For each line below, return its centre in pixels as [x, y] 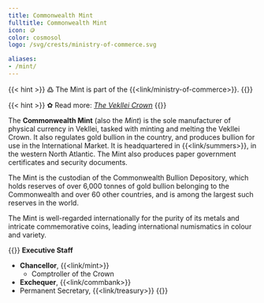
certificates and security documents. [68, 162]
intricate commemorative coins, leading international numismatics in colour [130, 226]
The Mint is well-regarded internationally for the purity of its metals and [124, 218]
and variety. [28, 234]
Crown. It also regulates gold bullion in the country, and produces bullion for [132, 137]
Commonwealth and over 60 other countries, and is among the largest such [131, 194]
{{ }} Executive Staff [41, 250]
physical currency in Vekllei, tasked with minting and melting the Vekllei [124, 129]
